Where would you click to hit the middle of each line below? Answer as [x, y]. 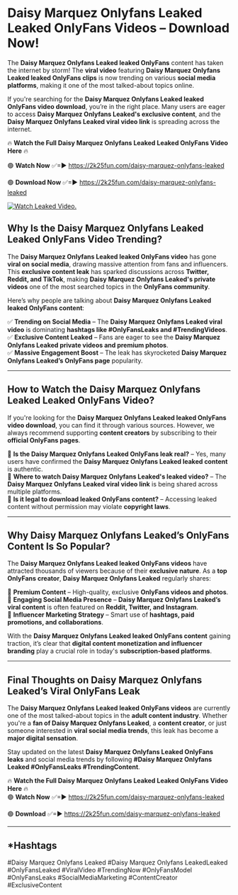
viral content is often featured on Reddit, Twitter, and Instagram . [103, 608]
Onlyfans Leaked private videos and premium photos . [88, 345]
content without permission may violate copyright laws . [89, 506]
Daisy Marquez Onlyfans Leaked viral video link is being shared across [113, 484]
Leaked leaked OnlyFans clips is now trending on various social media [112, 78]
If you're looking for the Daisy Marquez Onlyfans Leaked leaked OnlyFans [117, 417]
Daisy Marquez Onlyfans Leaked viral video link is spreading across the [114, 121]
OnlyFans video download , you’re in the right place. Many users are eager [117, 106]
